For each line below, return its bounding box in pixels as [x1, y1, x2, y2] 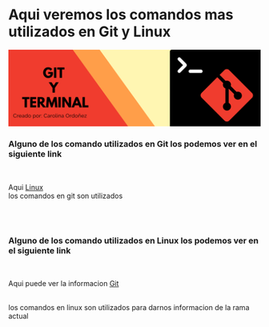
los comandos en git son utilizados [8, 191, 123, 200]
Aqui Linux [8, 182, 44, 192]
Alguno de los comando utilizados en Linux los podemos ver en [8, 235, 259, 246]
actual [8, 311, 29, 321]
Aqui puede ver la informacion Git [8, 279, 119, 289]
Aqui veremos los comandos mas [8, 6, 234, 24]
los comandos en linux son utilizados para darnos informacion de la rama [8, 303, 250, 313]
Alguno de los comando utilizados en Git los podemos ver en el [8, 139, 258, 150]
